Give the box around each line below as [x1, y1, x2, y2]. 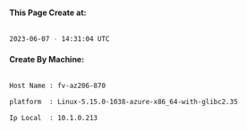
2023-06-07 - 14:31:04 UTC [9, 35, 110, 44]
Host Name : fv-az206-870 [9, 81, 106, 91]
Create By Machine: [9, 53, 85, 64]
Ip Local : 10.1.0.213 [9, 114, 98, 123]
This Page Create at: [9, 7, 87, 18]
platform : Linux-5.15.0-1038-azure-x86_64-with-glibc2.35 [9, 98, 239, 107]
